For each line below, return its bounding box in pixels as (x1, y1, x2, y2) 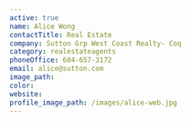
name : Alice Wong (9, 22, 76, 31)
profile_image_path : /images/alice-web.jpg (9, 97, 178, 107)
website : (9, 89, 43, 98)
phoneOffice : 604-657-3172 (9, 55, 112, 65)
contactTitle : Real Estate (9, 30, 112, 39)
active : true (9, 13, 59, 23)
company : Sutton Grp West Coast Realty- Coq (9, 38, 182, 48)
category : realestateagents (9, 47, 117, 56)
